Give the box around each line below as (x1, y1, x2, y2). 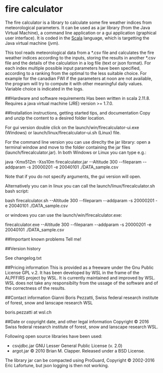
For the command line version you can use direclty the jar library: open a (5, 139, 151, 145)
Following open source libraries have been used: (5, 333, 103, 339)
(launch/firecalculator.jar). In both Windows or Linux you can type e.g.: (5, 149, 147, 155)
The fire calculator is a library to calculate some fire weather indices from (5, 19, 152, 25)
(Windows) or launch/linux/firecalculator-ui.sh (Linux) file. (5, 130, 121, 135)
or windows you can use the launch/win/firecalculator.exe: (5, 212, 122, 218)
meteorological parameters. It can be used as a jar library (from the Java (5, 24, 150, 30)
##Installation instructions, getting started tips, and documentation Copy (5, 110, 151, 115)
